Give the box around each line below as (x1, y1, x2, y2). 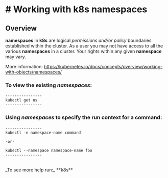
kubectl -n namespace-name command (5, 130, 81, 135)
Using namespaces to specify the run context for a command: (5, 114, 162, 121)
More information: (5, 64, 43, 69)
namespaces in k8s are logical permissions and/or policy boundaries (5, 37, 152, 43)
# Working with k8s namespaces (5, 4, 148, 15)
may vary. (5, 54, 27, 60)
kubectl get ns (5, 98, 38, 103)
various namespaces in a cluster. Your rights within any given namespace (5, 48, 162, 54)
